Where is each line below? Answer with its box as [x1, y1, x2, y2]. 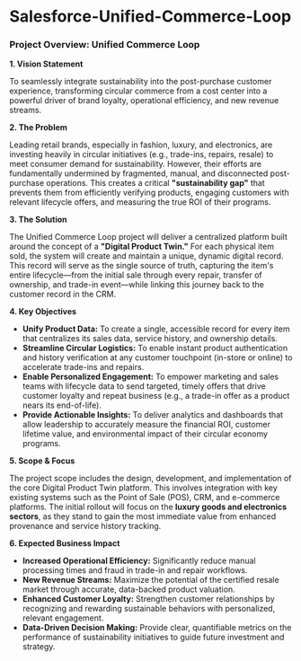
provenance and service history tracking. [9, 521, 162, 532]
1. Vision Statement [9, 58, 84, 69]
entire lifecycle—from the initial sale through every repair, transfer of [9, 269, 262, 280]
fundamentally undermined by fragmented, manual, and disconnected [9, 168, 269, 179]
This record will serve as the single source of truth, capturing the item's [9, 260, 274, 271]
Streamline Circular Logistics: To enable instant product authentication [22, 343, 288, 354]
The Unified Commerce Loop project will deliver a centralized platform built [9, 232, 288, 242]
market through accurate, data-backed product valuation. [22, 584, 235, 595]
